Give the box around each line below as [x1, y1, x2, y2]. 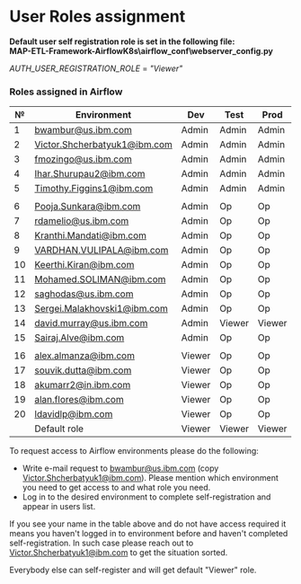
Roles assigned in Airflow [9, 85, 123, 98]
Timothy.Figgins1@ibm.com [34, 182, 154, 195]
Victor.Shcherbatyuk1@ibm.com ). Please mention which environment [22, 473, 279, 483]
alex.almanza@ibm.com [34, 350, 135, 362]
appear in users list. [22, 501, 96, 512]
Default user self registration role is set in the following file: [9, 36, 235, 47]
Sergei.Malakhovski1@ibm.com [34, 303, 168, 315]
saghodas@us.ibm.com [34, 288, 134, 300]
